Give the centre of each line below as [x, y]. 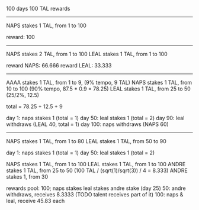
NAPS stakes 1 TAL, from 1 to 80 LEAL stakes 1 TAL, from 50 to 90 [86, 141]
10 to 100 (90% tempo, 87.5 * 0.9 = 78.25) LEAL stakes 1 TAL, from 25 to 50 [98, 89]
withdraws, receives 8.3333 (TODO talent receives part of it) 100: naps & [95, 194]
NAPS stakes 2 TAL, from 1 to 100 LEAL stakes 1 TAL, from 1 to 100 [87, 54]
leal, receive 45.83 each [36, 201]
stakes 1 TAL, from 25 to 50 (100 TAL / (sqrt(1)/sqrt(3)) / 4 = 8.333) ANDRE [97, 170]
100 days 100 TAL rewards [38, 9]
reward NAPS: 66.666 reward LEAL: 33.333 [59, 65]
